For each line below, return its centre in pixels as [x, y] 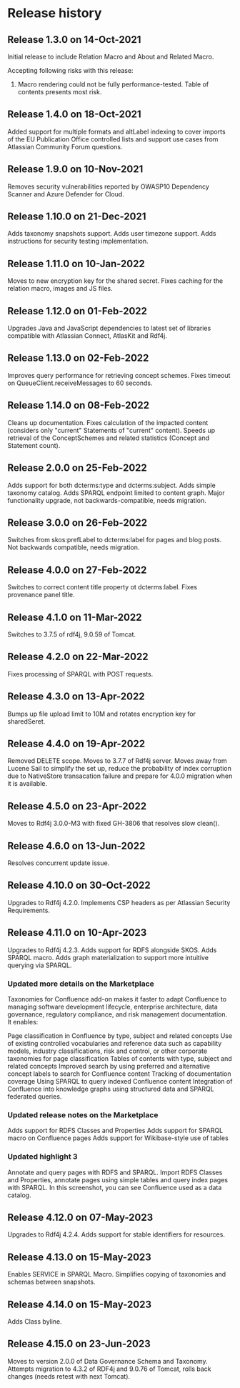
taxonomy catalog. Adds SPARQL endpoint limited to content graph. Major [116, 493]
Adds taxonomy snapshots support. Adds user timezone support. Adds [112, 234]
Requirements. [29, 910]
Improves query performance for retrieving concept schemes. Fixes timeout [119, 375]
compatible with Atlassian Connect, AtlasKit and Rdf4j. [87, 336]
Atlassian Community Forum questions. [65, 146]
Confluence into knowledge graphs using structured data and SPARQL [111, 1089]
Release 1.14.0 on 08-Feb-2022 [79, 405]
